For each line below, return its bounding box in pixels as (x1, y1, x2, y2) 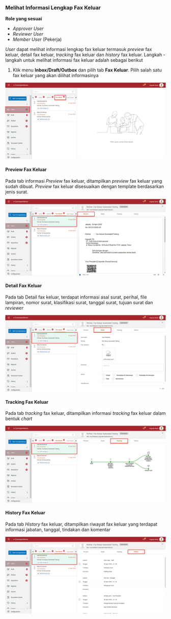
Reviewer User (12, 31, 44, 37)
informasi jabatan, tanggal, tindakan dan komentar (5, 526, 111, 532)
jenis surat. (5, 188, 28, 195)
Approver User (12, 26, 44, 32)
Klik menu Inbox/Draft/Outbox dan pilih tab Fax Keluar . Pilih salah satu (12, 67, 162, 73)
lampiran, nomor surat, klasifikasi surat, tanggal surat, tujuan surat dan (5, 300, 153, 306)
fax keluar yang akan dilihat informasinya (12, 72, 99, 79)
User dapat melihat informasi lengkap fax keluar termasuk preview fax (5, 46, 152, 53)
